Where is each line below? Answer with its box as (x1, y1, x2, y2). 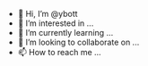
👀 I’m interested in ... (17, 18, 94, 29)
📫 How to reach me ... (17, 47, 101, 57)
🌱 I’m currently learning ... (17, 28, 114, 37)
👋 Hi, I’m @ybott (17, 9, 78, 19)
